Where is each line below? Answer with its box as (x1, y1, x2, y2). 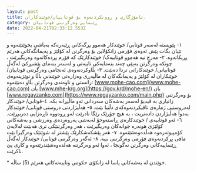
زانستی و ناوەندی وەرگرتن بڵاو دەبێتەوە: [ (6, 79, 96, 86)
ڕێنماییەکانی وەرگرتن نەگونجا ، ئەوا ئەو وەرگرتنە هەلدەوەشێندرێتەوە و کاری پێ (6, 141, 177, 148)
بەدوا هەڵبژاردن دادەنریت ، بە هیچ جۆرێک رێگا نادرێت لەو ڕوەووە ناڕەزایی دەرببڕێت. (6, 110, 189, 117)
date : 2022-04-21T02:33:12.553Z (6, 25, 86, 31)
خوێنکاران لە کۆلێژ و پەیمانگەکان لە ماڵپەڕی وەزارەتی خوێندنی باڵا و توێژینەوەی (6, 72, 178, 80)
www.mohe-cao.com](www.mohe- (96, 79, 181, 86)
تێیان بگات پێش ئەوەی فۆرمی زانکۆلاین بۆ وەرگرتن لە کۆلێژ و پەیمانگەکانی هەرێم (6, 48, 182, 55)
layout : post (6, 8, 39, 15)
